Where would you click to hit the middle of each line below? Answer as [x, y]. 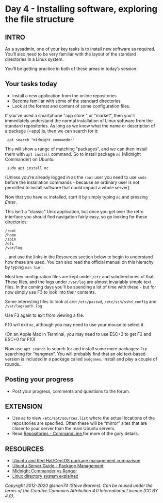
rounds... [14, 364]
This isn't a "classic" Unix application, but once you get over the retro [74, 211]
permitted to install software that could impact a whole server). [68, 187]
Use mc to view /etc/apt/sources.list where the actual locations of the [83, 418]
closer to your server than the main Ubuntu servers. [64, 429]
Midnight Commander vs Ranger [44, 471]
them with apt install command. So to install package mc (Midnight [73, 154]
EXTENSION [24, 406]
